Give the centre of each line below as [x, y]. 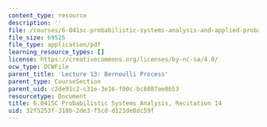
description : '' [35, 23]
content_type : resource [48, 15]
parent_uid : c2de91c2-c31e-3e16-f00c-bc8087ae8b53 [94, 89]
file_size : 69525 [37, 37]
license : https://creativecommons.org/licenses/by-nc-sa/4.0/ [113, 60]
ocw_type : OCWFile [39, 67]
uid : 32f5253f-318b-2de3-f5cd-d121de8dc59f [81, 111]
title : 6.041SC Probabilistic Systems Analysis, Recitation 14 [115, 103]
